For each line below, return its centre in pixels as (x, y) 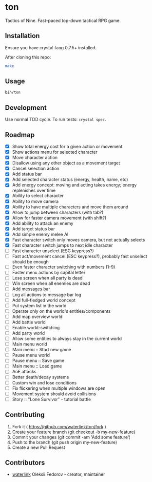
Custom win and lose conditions (44, 382)
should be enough (30, 262)
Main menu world (29, 344)
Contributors (25, 462)
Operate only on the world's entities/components (61, 311)
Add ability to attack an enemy (43, 223)
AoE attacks (24, 372)
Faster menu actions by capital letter (49, 273)
